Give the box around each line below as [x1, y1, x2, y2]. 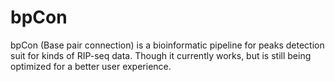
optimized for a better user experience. [10, 60, 172, 72]
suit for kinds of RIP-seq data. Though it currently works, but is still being [10, 49, 312, 61]
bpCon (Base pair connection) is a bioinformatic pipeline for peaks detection [10, 39, 325, 51]
